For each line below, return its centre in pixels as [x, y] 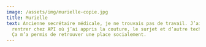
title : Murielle [27, 18]
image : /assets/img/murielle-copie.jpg [57, 12]
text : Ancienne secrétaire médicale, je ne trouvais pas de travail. [97, 23]
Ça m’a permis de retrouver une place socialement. [79, 35]
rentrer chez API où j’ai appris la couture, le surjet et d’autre [100, 29]
